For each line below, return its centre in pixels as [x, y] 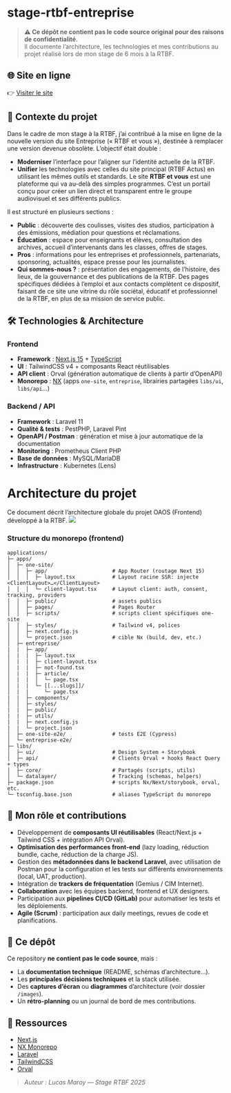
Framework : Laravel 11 [50, 421]
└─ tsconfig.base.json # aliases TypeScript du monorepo [109, 794]
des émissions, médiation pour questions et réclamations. [99, 232]
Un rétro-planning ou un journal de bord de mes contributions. [107, 1001]
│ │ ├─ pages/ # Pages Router [81, 607]
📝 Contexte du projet [52, 117]
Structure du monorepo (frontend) [66, 539]
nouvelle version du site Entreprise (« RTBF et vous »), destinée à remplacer [115, 141]
